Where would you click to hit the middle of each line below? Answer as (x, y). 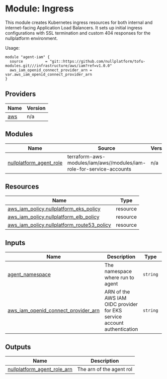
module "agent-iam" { (28, 57)
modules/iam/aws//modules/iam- (107, 163)
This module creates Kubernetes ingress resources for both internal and (79, 22)
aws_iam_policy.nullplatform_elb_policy (53, 217)
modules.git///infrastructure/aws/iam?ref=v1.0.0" (59, 66)
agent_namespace (29, 275)
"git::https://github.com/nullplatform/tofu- (97, 61)
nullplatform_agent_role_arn (40, 369)
